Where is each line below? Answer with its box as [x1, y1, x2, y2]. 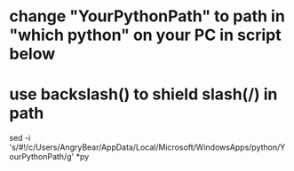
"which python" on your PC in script [9, 25, 282, 45]
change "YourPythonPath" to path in [9, 6, 286, 27]
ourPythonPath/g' [9, 152, 75, 162]
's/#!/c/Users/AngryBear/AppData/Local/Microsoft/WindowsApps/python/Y [9, 142, 286, 152]
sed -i [9, 133, 31, 144]
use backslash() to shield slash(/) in [9, 84, 278, 105]
